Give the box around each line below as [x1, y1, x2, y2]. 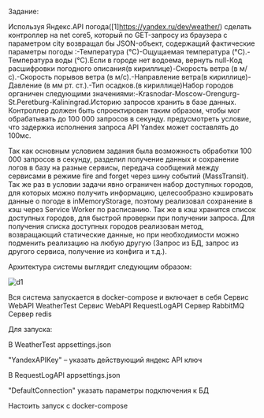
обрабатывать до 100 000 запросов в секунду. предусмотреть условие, [8, 114, 252, 123]
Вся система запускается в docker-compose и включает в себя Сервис [8, 293, 249, 302]
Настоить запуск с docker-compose [8, 401, 128, 410]
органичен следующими [8, 89, 91, 98]
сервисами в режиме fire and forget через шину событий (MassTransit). [8, 171, 249, 181]
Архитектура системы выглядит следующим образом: [8, 262, 192, 271]
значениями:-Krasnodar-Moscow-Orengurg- [92, 89, 240, 98]
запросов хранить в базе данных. [123, 98, 236, 106]
